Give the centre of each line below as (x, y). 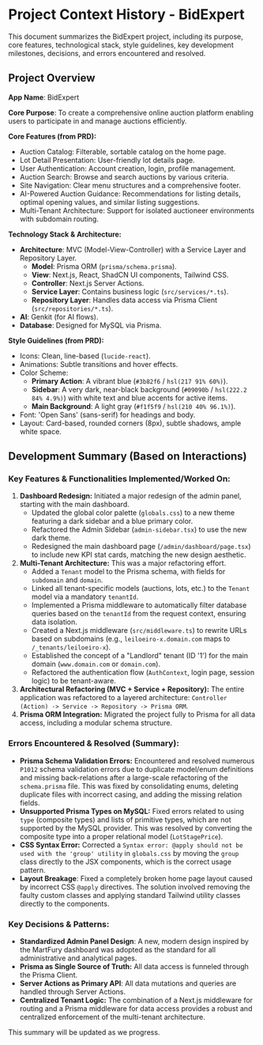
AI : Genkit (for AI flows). (59, 316)
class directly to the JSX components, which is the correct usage (125, 861)
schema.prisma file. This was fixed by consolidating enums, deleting (129, 786)
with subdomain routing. (59, 218)
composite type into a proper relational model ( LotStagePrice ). (121, 836)
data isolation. (54, 622)
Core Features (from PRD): (53, 136)
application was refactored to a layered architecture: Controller (123, 698)
